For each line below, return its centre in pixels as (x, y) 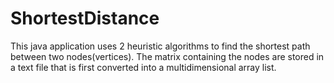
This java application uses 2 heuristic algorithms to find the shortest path (160, 46)
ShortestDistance (85, 18)
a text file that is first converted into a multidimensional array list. (143, 67)
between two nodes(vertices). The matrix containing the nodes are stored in (167, 56)
